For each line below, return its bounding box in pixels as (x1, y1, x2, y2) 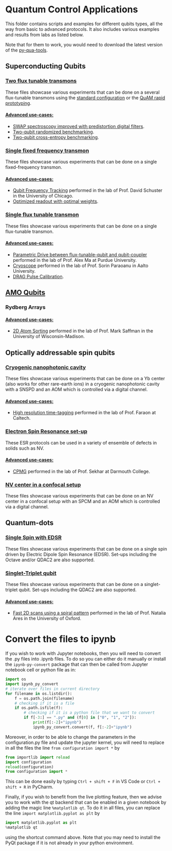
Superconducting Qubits (5, 62, 86, 70)
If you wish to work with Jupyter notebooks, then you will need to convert (5, 650, 161, 657)
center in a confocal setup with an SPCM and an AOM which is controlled (5, 498, 160, 505)
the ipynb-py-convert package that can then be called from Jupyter (5, 661, 148, 667)
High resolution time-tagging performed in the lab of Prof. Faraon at (12, 410, 156, 416)
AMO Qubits (5, 288, 46, 297)
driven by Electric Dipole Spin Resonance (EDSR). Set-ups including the (5, 551, 157, 557)
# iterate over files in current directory (5, 686, 100, 692)
